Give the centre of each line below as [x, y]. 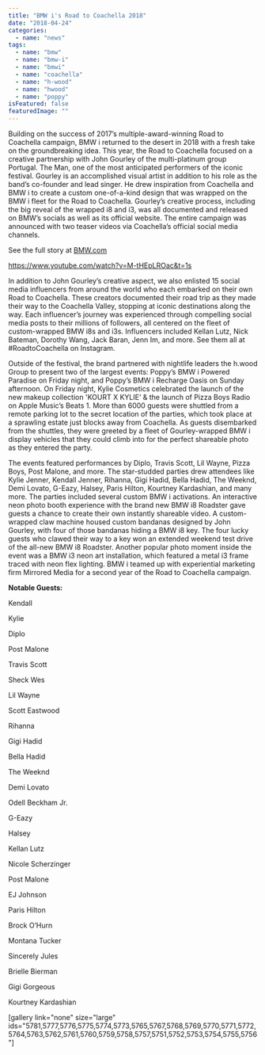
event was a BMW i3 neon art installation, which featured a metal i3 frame [129, 556]
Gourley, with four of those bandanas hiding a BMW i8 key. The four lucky [129, 530]
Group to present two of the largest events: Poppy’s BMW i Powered [119, 372]
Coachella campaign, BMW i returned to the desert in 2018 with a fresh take [132, 142]
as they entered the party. [50, 448]
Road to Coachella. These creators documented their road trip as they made [132, 297]
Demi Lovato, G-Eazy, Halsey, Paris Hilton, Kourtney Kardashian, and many [130, 488]
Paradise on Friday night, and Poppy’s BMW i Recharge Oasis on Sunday [126, 380]
